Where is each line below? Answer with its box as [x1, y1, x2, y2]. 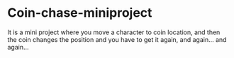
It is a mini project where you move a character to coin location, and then [7, 28, 221, 36]
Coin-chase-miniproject [7, 5, 152, 21]
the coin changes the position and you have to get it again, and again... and [7, 35, 227, 43]
